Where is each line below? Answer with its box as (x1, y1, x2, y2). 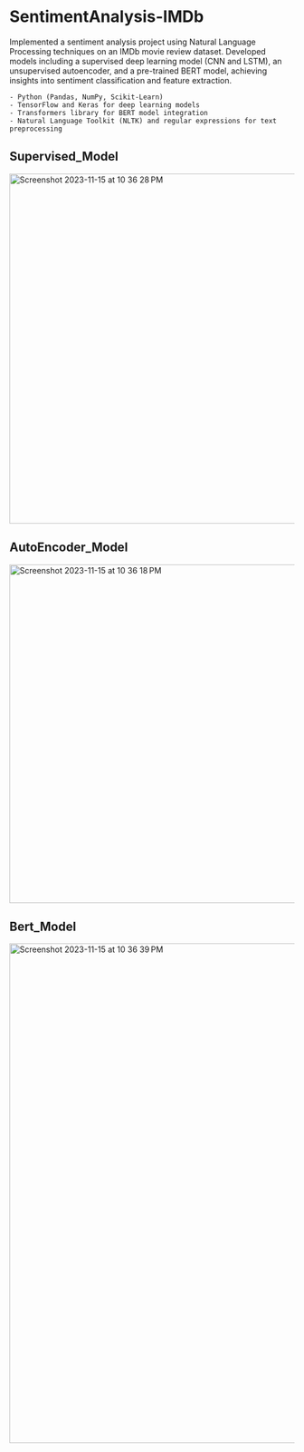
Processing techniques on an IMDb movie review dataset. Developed (9, 45, 267, 56)
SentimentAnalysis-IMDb (9, 6, 204, 27)
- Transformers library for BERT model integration (9, 108, 208, 117)
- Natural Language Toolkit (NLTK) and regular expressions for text (9, 116, 278, 125)
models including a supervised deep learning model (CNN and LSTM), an (9, 55, 282, 66)
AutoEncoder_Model (9, 540, 128, 555)
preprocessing (9, 124, 63, 133)
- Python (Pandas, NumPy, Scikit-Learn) (9, 93, 165, 102)
